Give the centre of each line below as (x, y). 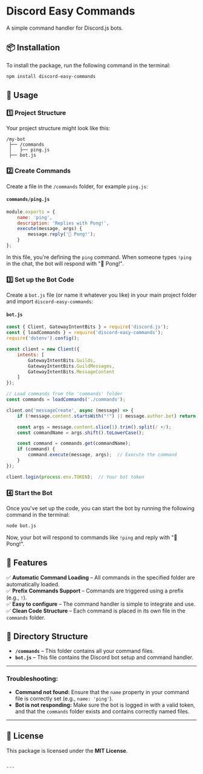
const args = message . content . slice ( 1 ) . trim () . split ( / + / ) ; (94, 427)
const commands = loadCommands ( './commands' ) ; (66, 400)
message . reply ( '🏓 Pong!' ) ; (62, 234)
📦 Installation (33, 48)
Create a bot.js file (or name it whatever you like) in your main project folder (101, 295)
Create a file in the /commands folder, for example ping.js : (77, 186)
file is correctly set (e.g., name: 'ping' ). (64, 698)
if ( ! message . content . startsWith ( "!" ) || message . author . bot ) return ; (108, 416)
